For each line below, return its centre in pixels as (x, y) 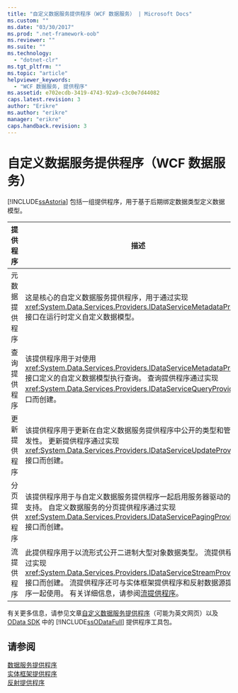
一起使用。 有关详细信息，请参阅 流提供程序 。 (108, 594)
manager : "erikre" (34, 119)
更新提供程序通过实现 (84, 441)
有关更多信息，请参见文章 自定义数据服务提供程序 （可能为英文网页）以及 (113, 613)
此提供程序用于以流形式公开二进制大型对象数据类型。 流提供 (125, 553)
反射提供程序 (26, 683)
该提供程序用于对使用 (61, 359)
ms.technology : (30, 54)
